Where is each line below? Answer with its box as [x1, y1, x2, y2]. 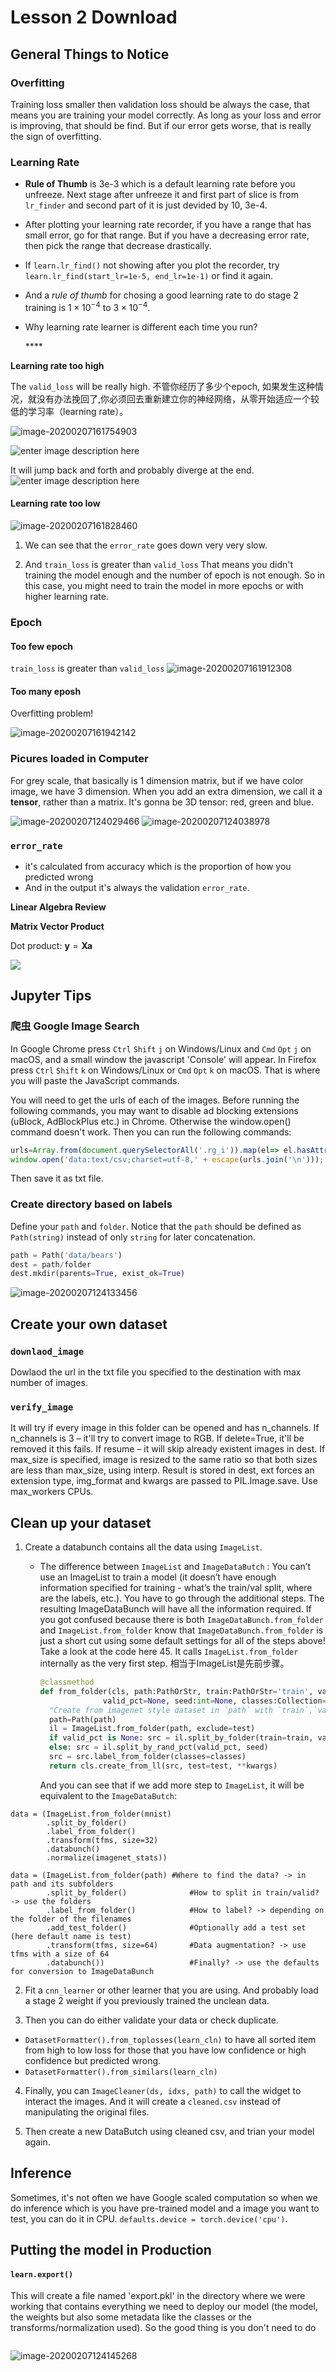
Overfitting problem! [10, 707, 94, 720]
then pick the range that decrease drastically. [24, 240, 212, 252]
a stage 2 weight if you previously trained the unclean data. [24, 1994, 270, 2006]
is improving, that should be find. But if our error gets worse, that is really [10, 119, 312, 131]
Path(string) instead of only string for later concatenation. [10, 1231, 256, 1243]
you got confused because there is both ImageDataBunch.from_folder [39, 1614, 324, 1626]
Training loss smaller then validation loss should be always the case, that [10, 98, 310, 110]
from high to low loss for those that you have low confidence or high [24, 2044, 307, 2056]
